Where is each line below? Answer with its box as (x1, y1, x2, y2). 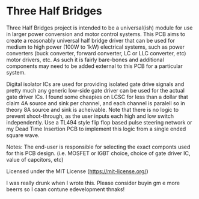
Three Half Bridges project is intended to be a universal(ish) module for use (6, 24, 193, 31)
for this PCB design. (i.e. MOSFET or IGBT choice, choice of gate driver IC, (6, 149, 191, 157)
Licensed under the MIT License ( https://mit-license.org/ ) (6, 167, 148, 175)
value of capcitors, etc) (6, 156, 64, 163)
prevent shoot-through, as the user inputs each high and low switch (6, 112, 174, 120)
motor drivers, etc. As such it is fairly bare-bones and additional (6, 56, 164, 63)
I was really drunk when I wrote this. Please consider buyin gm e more (6, 179, 180, 186)
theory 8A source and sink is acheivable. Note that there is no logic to (6, 106, 179, 113)
